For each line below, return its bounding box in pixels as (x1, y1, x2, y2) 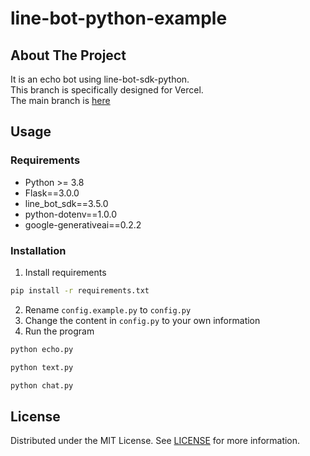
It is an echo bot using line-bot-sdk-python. (10, 73, 190, 85)
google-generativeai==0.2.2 (24, 218, 142, 231)
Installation (10, 243, 67, 257)
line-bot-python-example (10, 7, 228, 30)
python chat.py (10, 380, 74, 391)
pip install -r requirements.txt (10, 285, 150, 296)
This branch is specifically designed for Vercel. (10, 84, 204, 96)
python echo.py (10, 344, 74, 354)
